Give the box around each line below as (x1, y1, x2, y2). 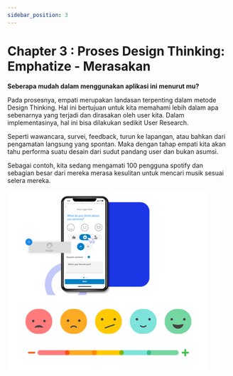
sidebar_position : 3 (7, 11, 69, 19)
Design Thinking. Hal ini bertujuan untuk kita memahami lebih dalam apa (7, 103, 219, 112)
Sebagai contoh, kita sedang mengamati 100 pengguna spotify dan (7, 161, 204, 169)
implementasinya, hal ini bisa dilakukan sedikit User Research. (7, 118, 190, 127)
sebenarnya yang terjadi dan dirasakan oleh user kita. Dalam (7, 110, 185, 119)
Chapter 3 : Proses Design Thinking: (7, 43, 225, 59)
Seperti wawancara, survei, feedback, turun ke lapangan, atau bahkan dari (7, 132, 226, 140)
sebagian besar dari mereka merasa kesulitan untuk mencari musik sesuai (7, 168, 224, 177)
